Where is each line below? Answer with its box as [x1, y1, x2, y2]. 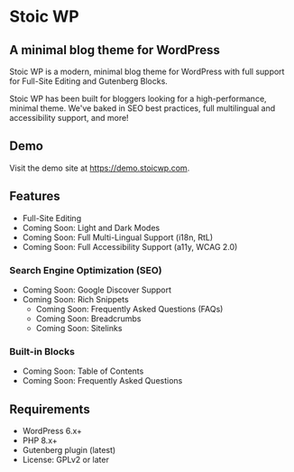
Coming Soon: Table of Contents [22, 366, 144, 376]
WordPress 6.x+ [22, 426, 83, 437]
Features [9, 189, 60, 204]
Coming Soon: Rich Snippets [22, 293, 129, 304]
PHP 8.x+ [22, 435, 58, 446]
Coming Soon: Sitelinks [35, 322, 123, 333]
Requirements [9, 402, 90, 417]
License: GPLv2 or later [22, 454, 110, 466]
